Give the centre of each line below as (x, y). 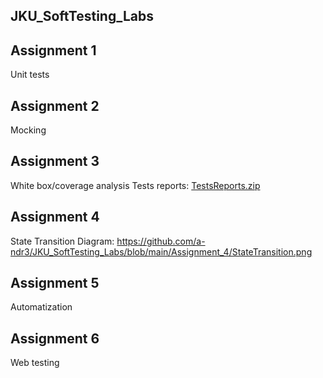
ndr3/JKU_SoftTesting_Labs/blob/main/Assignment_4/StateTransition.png (161, 251)
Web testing (35, 363)
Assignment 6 (55, 338)
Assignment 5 (55, 283)
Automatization (41, 307)
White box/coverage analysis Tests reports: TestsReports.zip (135, 185)
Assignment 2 (55, 105)
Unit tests (30, 75)
